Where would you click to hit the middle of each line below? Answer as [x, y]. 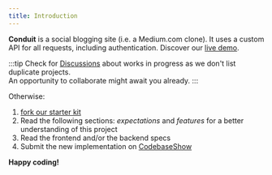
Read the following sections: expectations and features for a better [132, 120]
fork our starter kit [50, 112]
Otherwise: [27, 96]
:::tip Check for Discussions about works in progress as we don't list [122, 63]
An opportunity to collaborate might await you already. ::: [104, 80]
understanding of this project [69, 129]
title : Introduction [43, 16]
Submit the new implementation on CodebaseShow [106, 146]
